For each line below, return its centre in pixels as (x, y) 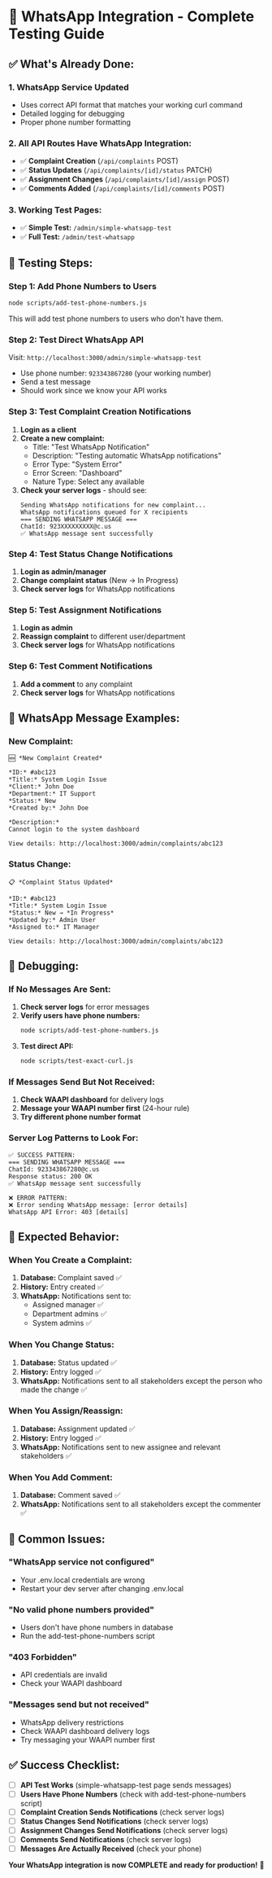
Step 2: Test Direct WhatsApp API (76, 340)
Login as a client (48, 429)
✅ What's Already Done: (71, 64)
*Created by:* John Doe (49, 808)
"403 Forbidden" (43, 1657)
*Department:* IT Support (52, 794)
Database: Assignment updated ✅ (78, 1428)
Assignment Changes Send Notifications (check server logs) (124, 1830)
